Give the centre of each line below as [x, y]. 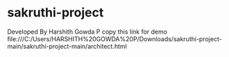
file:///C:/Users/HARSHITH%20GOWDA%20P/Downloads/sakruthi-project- [114, 38]
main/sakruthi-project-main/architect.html [67, 46]
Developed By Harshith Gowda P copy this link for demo [87, 32]
